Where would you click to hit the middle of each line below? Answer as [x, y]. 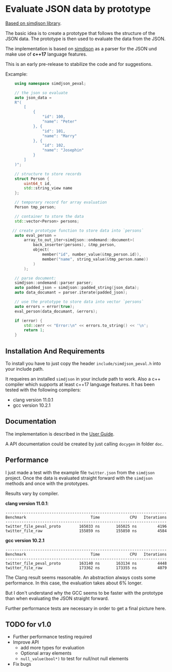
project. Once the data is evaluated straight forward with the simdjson [79, 478]
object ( [41, 250]
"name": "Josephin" [63, 150]
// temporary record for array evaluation [61, 202]
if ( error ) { [29, 321]
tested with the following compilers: [43, 390]
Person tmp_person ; [36, 207]
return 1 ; [34, 330]
